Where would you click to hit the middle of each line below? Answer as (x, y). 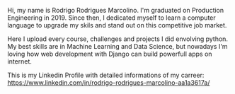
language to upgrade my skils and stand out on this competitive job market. (117, 25)
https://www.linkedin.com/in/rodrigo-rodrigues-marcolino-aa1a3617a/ (109, 83)
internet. (19, 61)
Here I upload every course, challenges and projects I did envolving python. (118, 39)
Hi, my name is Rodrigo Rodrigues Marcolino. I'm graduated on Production (116, 10)
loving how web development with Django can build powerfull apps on (110, 54)
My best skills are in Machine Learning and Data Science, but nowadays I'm (117, 46)
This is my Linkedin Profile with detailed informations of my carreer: (106, 75)
